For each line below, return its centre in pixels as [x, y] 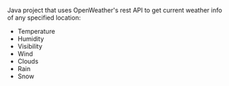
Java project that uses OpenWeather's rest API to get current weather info [115, 10]
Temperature [36, 31]
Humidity [31, 39]
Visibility [30, 46]
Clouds [28, 61]
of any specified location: [44, 18]
